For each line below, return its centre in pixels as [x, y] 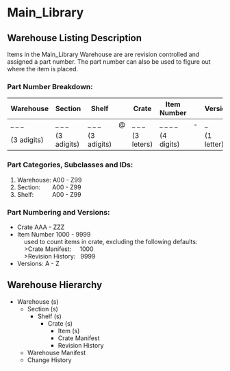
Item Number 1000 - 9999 [54, 234]
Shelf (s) [49, 316]
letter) [214, 144]
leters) [142, 144]
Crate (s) [60, 323]
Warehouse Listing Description [75, 38]
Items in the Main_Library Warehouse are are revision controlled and [103, 54]
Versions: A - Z [38, 263]
